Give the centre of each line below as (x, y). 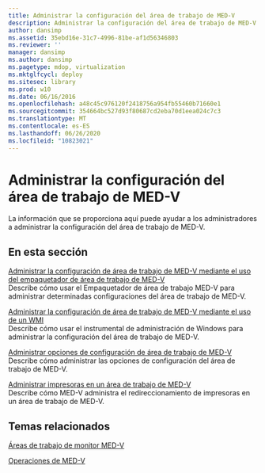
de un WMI (26, 320)
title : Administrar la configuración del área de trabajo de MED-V (122, 15)
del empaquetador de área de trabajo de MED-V (87, 280)
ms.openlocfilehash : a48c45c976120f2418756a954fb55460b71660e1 (115, 104)
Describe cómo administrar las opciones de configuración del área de (122, 360)
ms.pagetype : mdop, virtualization (67, 67)
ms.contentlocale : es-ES (49, 126)
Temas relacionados (59, 426)
